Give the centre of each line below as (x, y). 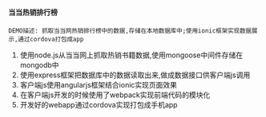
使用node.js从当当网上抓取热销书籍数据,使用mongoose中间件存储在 (131, 55)
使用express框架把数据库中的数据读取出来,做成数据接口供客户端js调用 (135, 75)
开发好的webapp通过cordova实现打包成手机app (99, 105)
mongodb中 (39, 65)
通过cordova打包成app (51, 40)
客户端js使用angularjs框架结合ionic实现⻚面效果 (99, 85)
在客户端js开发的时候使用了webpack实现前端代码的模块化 (115, 95)
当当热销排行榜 (33, 12)
